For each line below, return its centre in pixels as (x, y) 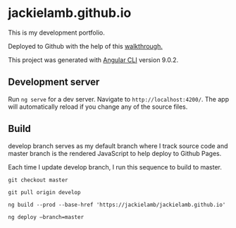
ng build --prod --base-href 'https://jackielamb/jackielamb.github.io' (117, 205)
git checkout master (38, 180)
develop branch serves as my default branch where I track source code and (118, 145)
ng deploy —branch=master (46, 217)
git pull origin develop (44, 192)
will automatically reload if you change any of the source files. (98, 107)
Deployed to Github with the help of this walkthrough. (85, 46)
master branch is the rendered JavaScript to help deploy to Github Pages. (115, 153)
